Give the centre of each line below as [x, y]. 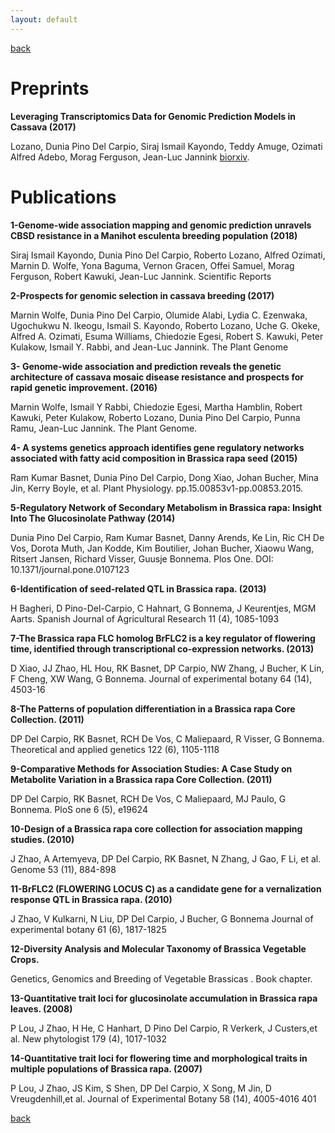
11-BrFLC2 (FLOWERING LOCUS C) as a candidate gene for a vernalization [166, 888]
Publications [63, 197]
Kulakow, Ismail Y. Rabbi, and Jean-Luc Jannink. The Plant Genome [149, 347]
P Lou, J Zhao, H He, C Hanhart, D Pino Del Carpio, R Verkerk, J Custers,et [164, 1028]
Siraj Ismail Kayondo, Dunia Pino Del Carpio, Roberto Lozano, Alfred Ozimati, [168, 255]
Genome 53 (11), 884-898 [63, 869]
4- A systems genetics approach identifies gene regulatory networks [157, 447]
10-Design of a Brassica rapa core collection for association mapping [156, 828]
